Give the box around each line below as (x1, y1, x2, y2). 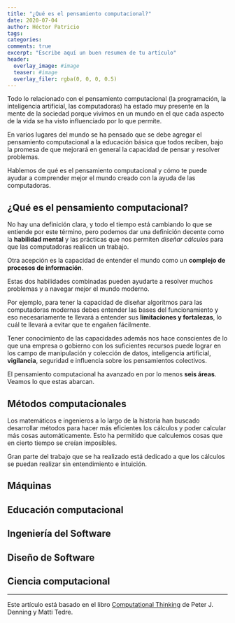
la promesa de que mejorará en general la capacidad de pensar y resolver (7, 145, 220, 154)
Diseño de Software (7, 552, 95, 563)
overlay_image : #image (13, 62, 80, 69)
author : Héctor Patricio (7, 23, 80, 30)
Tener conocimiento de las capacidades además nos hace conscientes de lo (7, 334, 228, 343)
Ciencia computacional (7, 575, 111, 587)
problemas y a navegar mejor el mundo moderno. (7, 285, 150, 293)
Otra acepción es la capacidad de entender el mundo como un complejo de (7, 256, 226, 265)
